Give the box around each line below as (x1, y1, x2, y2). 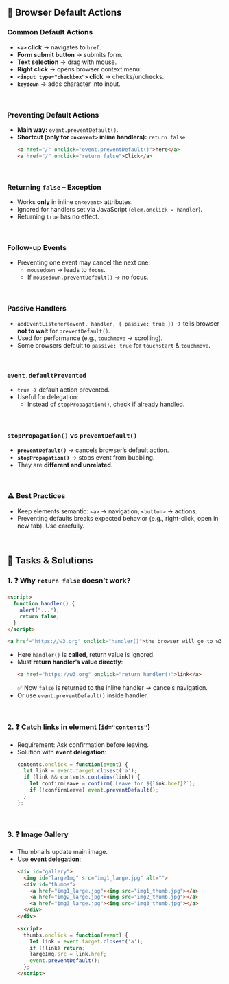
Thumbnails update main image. (16, 847, 108, 856)
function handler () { (13, 601, 75, 607)
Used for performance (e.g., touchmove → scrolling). (16, 334, 163, 342)
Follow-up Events (7, 243, 67, 252)
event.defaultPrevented (7, 372, 87, 379)
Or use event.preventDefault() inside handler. (16, 691, 149, 700)
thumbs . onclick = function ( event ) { (23, 932, 128, 939)
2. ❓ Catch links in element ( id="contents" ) (7, 722, 151, 732)
